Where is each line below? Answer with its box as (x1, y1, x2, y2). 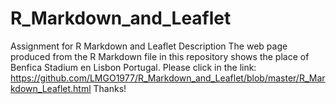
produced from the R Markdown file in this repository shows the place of (10, 50, 310, 62)
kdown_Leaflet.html (10, 82, 92, 94)
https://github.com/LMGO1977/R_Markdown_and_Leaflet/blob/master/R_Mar (10, 72, 326, 84)
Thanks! (93, 82, 127, 94)
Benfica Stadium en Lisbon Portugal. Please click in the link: (10, 61, 257, 73)
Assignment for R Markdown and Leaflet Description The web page (10, 40, 288, 52)
